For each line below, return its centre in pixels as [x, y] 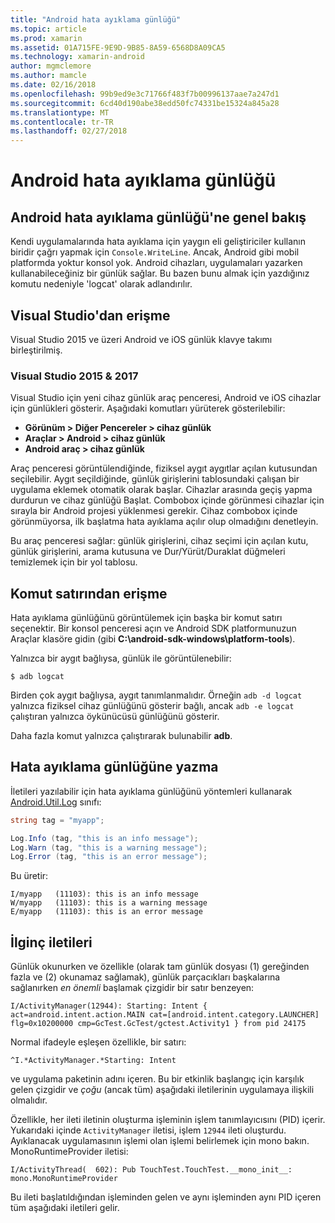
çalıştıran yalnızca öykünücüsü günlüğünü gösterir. [115, 717]
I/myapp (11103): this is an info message [104, 894]
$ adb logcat [37, 677]
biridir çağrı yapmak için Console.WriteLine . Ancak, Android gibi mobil [155, 252]
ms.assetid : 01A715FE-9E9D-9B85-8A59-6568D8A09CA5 [118, 47]
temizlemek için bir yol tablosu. [74, 562]
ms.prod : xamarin [46, 38]
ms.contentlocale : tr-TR [62, 122]
